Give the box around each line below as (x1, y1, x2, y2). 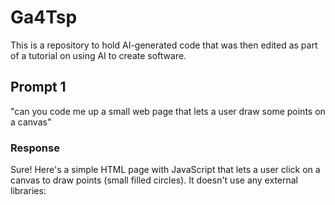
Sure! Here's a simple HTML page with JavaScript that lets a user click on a (10, 164, 321, 176)
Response (10, 141, 60, 155)
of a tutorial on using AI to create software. (10, 49, 187, 61)
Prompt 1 (10, 79, 67, 96)
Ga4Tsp (10, 6, 78, 29)
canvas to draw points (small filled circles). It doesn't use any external (10, 174, 299, 186)
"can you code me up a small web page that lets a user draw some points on (10, 105, 326, 117)
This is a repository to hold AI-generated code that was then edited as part (10, 39, 318, 51)
